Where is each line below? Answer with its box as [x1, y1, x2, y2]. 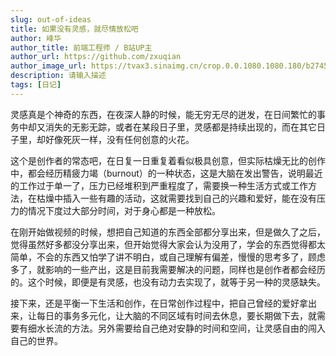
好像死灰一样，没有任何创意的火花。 [44, 133, 195, 145]
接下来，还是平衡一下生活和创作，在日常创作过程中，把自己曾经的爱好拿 [10, 297, 308, 309]
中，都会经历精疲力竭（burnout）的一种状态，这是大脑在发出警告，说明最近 [10, 167, 323, 179]
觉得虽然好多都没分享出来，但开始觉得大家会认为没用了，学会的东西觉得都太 [10, 238, 326, 250]
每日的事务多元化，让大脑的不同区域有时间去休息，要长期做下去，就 [36, 309, 317, 321]
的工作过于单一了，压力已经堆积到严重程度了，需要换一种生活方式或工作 [10, 179, 308, 191]
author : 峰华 [10, 33, 62, 43]
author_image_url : [10, 61, 87, 71]
